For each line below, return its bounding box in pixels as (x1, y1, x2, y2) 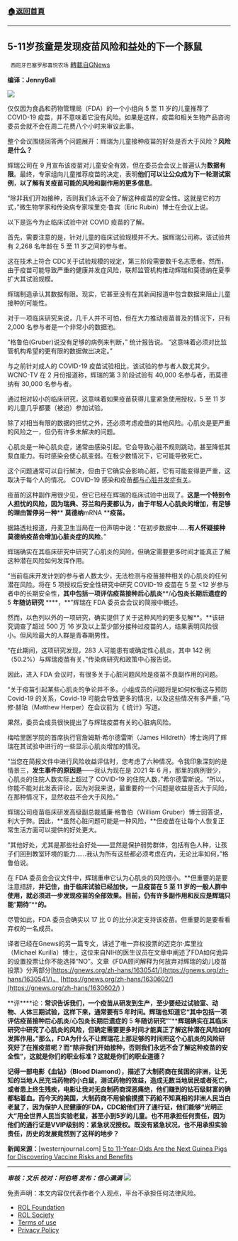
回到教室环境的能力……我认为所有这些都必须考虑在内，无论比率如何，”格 (19, 849, 229, 858)
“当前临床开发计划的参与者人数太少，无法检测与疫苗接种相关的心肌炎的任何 (7, 571, 228, 580)
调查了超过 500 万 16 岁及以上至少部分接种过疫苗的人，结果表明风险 (13, 622, 212, 630)
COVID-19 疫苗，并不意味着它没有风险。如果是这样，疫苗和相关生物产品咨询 (7, 113, 230, 122)
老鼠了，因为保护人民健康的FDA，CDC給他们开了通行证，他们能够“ (7, 1103, 205, 1112)
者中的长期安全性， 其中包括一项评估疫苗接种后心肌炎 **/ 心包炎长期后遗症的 (7, 589, 227, 598)
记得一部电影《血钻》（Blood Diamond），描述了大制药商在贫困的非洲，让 (7, 1068, 221, 1076)
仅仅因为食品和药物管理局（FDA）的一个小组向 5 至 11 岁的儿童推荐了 (7, 104, 209, 113)
